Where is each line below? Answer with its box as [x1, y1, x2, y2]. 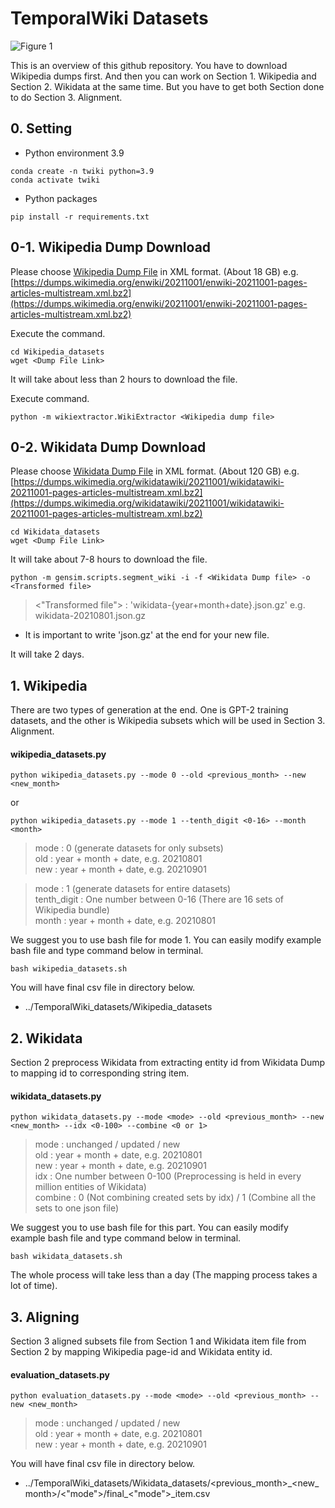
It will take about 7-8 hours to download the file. [10, 553, 208, 566]
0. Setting [10, 120, 73, 137]
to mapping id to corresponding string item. [10, 1067, 190, 1079]
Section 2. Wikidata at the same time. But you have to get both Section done [10, 80, 325, 92]
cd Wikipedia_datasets [10, 347, 105, 357]
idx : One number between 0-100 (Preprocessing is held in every [34, 1170, 302, 1182]
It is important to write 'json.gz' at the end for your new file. [24, 629, 270, 641]
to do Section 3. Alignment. [10, 91, 123, 103]
